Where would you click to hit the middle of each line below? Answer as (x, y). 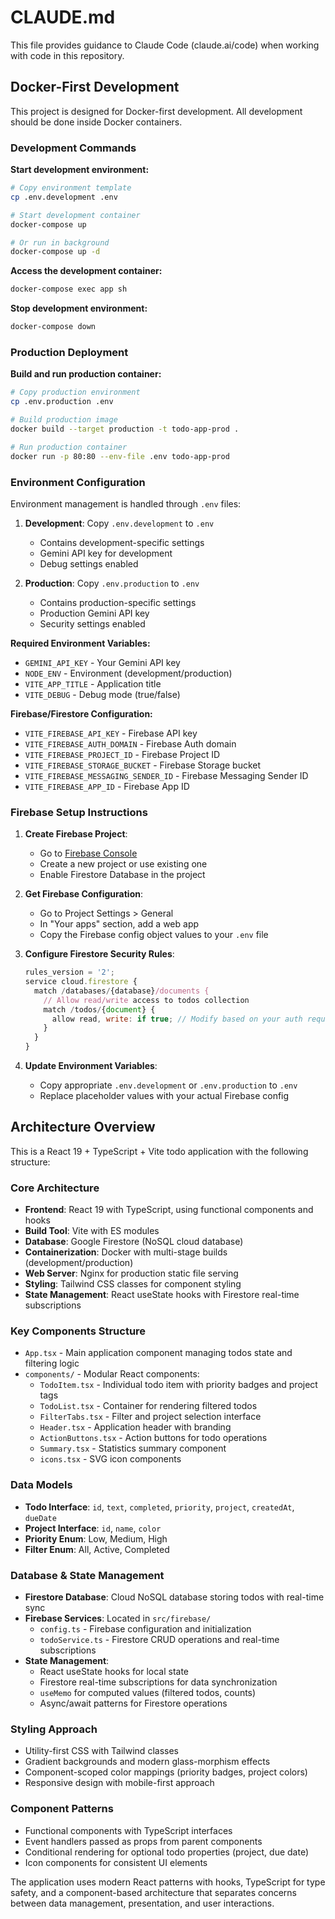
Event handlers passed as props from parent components (143, 1841)
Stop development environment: (79, 308)
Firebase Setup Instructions (79, 812)
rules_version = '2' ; (70, 972)
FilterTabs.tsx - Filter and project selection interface (150, 1417)
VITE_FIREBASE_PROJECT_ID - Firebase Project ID (122, 754)
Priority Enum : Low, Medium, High (96, 1538)
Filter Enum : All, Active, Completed (97, 1549)
